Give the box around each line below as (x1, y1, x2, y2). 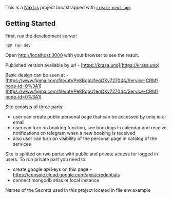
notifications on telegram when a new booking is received (12, 130, 136, 136)
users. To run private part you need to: (5, 156, 87, 162)
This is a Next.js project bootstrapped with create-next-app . (5, 5, 132, 10)
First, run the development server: (5, 33, 78, 39)
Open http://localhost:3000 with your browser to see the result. (5, 52, 140, 58)
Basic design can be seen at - (5, 72, 68, 78)
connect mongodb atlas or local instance (12, 177, 100, 183)
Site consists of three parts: (5, 104, 64, 110)
